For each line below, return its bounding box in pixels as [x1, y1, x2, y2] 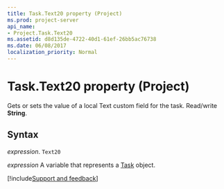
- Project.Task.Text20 [7, 29, 73, 37]
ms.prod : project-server [7, 17, 79, 24]
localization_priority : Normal [7, 49, 98, 56]
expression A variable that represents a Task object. [7, 161, 156, 169]
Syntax [7, 129, 39, 141]
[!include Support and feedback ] [7, 174, 98, 182]
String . [7, 109, 28, 117]
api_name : [7, 23, 36, 30]
